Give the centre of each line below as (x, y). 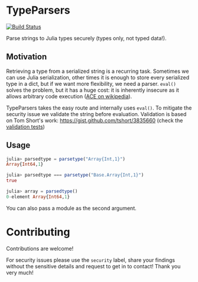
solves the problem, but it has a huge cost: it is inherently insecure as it (92, 90)
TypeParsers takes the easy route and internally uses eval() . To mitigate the (99, 108)
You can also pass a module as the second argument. (72, 208)
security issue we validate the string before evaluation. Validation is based (96, 114)
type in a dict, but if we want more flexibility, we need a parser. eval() (91, 84)
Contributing (38, 232)
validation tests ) (26, 126)
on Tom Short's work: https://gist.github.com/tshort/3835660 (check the (95, 120)
